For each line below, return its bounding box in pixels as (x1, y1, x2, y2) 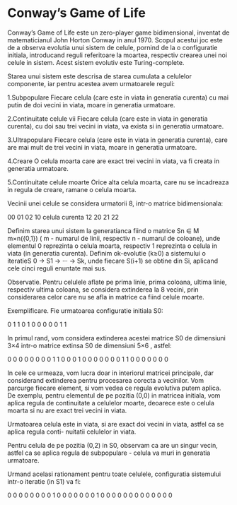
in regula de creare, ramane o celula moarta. (7, 185, 137, 194)
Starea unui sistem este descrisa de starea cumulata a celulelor (7, 72, 192, 81)
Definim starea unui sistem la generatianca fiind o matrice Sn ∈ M (7, 226, 200, 234)
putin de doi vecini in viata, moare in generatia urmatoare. (7, 100, 175, 109)
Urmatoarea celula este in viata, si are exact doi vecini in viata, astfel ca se (7, 420, 224, 428)
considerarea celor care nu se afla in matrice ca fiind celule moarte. (7, 292, 204, 301)
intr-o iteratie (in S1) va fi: (7, 477, 81, 485)
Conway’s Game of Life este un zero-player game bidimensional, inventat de (7, 28, 230, 37)
